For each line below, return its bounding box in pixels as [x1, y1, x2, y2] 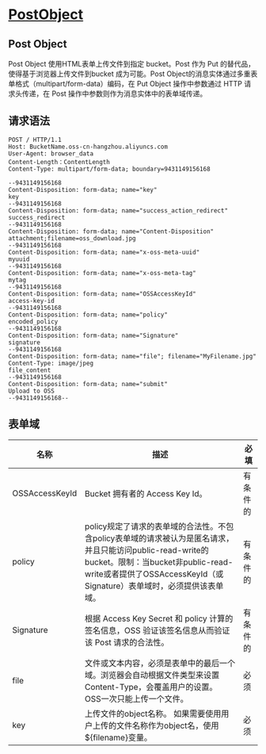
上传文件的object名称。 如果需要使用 [84, 708, 222, 719]
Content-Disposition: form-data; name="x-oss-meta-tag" [8, 269, 196, 277]
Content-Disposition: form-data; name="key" [8, 186, 158, 193]
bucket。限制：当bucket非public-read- [84, 557, 234, 568]
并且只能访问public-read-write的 [84, 545, 209, 556]
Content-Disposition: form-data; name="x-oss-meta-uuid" [8, 248, 200, 256]
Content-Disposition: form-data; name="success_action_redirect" [8, 206, 228, 215]
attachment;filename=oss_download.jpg [8, 234, 136, 243]
